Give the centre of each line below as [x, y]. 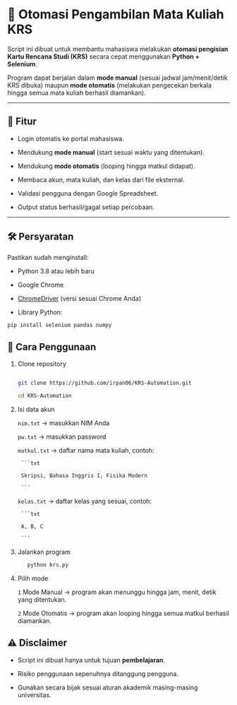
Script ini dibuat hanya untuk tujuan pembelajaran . [91, 660]
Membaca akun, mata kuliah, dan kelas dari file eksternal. [101, 179]
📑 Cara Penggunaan [52, 346]
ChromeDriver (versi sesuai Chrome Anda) [79, 298]
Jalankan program [44, 552]
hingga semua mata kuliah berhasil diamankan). [77, 93]
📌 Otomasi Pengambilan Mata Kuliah [116, 14]
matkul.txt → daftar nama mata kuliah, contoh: [86, 450]
